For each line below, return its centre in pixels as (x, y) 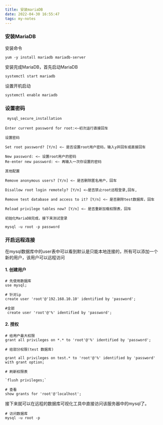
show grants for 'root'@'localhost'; (43, 394)
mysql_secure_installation (35, 118)
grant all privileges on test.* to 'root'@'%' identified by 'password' (80, 358)
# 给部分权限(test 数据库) (29, 349)
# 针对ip (13, 295)
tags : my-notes (20, 18)
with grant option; (25, 362)
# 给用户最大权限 (20, 336)
